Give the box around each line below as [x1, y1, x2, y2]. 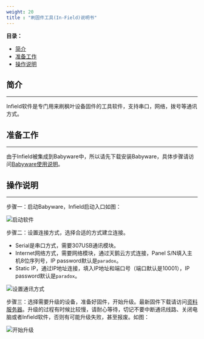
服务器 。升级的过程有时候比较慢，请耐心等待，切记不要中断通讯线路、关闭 [6, 306, 192, 313]
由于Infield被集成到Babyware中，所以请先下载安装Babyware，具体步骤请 [6, 153, 189, 160]
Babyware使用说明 [12, 161, 58, 168]
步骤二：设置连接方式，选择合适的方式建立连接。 [6, 229, 129, 236]
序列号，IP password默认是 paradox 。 [29, 257, 122, 264]
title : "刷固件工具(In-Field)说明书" [6, 15, 97, 21]
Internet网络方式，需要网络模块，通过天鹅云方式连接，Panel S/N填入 [15, 249, 188, 256]
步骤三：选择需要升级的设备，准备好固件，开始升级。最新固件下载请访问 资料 [6, 298, 198, 305]
